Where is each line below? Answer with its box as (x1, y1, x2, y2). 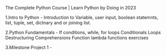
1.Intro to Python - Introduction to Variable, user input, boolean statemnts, (5, 14, 158, 20)
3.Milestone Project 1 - (5, 44, 52, 50)
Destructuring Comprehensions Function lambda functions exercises (5, 35, 149, 40)
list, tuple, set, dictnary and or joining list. (5, 20, 91, 25)
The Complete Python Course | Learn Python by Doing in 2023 (5, 5, 136, 10)
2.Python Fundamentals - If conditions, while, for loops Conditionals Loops (5, 29, 161, 35)
